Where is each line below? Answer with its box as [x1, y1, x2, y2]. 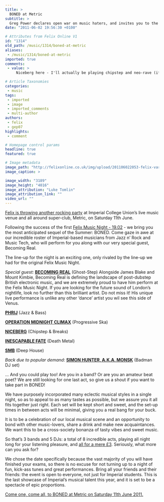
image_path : [5, 165, 29, 170]
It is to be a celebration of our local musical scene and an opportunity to [5, 417, 150, 422]
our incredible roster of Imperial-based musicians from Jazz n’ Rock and [5, 235, 151, 241]
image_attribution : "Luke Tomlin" [5, 187, 76, 192]
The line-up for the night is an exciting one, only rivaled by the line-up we [5, 255, 153, 260]
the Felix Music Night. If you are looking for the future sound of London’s [5, 285, 151, 290]
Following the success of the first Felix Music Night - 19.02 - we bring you [5, 224, 154, 230]
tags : [5, 93, 16, 98]
